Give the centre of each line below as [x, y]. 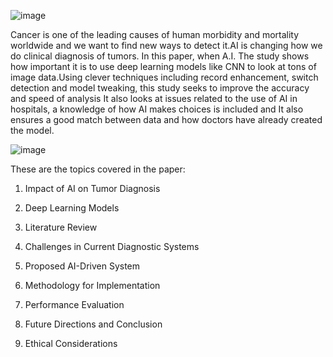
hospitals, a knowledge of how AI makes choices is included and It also [157, 109]
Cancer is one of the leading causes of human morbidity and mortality [155, 34]
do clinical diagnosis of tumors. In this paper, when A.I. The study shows [160, 56]
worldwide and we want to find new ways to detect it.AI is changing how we [166, 45]
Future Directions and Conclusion [93, 324]
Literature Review [61, 227]
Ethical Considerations [71, 343]
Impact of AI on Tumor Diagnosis [92, 188]
